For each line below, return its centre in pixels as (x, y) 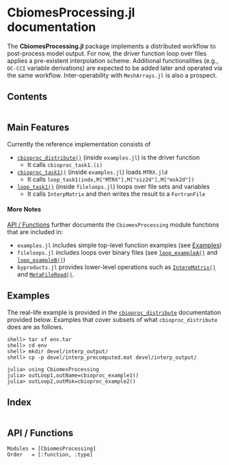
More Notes (24, 210)
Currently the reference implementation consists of (79, 144)
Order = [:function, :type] (50, 455)
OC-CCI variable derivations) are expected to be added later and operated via (115, 68)
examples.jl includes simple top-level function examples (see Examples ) (119, 245)
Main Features (38, 128)
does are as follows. (35, 327)
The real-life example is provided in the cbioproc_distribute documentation (114, 312)
